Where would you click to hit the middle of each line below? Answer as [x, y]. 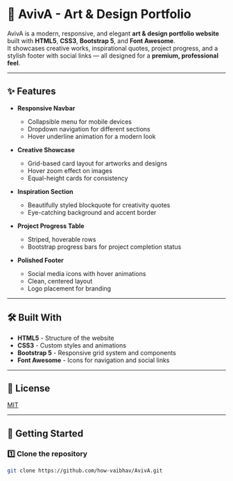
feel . [14, 63]
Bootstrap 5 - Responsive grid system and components [97, 352]
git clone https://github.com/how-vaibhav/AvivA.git [85, 471]
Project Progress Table [51, 226]
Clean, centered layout [60, 281]
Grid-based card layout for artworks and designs [97, 163]
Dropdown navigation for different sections [89, 129]
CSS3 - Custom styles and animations [72, 345]
